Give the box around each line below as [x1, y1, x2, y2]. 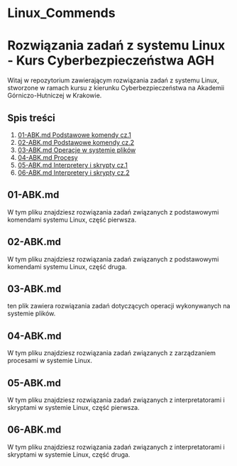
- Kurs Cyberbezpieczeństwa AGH [7, 53, 215, 69]
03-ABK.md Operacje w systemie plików [17, 146, 136, 154]
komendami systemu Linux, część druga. [7, 262, 128, 271]
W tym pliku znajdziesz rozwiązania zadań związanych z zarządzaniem [7, 349, 216, 357]
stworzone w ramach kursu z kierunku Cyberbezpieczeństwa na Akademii [7, 84, 225, 92]
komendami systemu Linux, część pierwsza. [7, 215, 137, 224]
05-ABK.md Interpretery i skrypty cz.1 [17, 161, 128, 169]
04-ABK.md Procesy [17, 153, 78, 161]
